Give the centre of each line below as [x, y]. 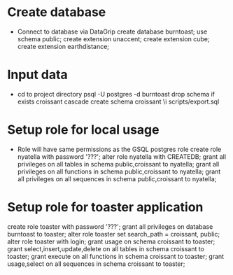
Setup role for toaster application [105, 207]
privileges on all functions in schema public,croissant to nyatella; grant [119, 171]
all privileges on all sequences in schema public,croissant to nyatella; [117, 178]
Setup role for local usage [83, 130]
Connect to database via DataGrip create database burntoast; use [112, 31]
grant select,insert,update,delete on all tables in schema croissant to [106, 248]
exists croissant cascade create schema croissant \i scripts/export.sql [118, 101]
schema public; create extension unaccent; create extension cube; [113, 38]
